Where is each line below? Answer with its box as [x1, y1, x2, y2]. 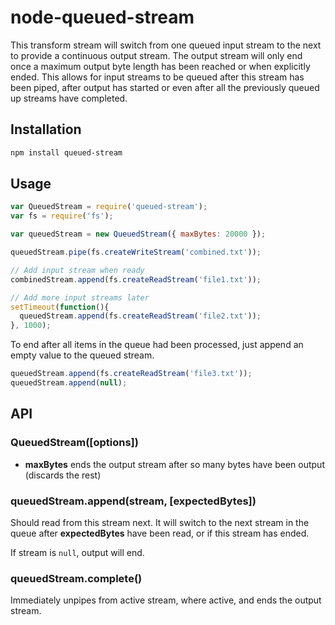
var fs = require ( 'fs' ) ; [10, 211, 114, 221]
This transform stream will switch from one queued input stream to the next [10, 39, 322, 51]
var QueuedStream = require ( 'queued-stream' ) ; [10, 202, 208, 212]
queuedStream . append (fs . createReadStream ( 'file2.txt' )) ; [19, 311, 262, 321]
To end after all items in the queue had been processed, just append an [10, 339, 304, 351]
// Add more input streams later [10, 292, 150, 303]
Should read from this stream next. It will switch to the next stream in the [10, 516, 310, 528]
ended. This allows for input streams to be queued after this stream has [10, 71, 305, 83]
